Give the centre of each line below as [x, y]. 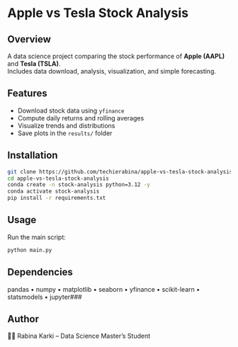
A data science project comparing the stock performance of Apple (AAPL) [116, 56]
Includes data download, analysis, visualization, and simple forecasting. [112, 71]
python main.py [30, 250]
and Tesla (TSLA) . [34, 64]
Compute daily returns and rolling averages [81, 118]
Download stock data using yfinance [71, 110]
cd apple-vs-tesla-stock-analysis [58, 178]
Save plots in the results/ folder [65, 133]
